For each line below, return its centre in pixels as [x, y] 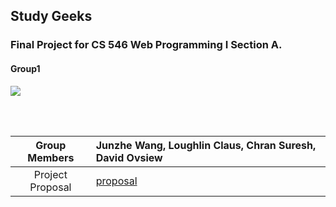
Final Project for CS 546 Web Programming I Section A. [146, 45]
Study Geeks [51, 16]
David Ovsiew [129, 157]
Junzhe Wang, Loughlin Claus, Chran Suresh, [206, 145]
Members [51, 157]
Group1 [25, 68]
